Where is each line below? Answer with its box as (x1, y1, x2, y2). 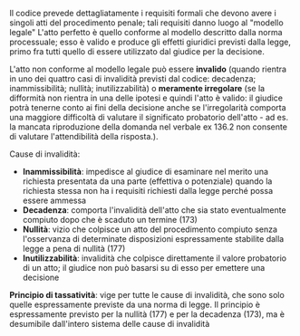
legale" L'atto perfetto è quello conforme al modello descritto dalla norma (9, 27, 283, 37)
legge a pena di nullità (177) (22, 244, 126, 254)
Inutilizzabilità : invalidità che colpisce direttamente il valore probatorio (22, 253, 287, 264)
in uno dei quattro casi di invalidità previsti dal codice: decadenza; (9, 73, 256, 84)
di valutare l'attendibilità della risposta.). (9, 131, 159, 141)
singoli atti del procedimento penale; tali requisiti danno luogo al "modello (9, 17, 284, 28)
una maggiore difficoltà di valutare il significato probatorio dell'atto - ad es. (9, 112, 288, 122)
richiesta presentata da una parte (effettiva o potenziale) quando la (22, 176, 273, 187)
